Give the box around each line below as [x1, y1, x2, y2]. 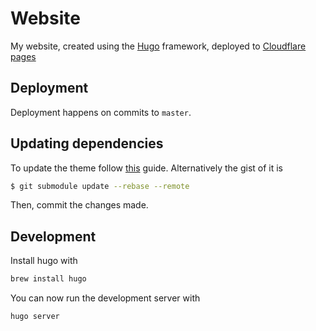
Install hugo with [10, 255, 78, 267]
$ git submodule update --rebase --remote [10, 181, 190, 191]
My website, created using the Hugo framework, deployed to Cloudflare [10, 40, 307, 52]
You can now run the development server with [10, 292, 201, 304]
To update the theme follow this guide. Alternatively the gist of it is [10, 162, 283, 174]
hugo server [10, 312, 60, 322]
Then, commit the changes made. [10, 199, 149, 211]
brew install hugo [10, 274, 87, 284]
